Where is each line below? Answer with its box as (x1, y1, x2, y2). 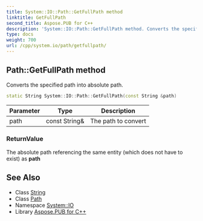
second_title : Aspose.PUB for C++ (6, 20, 94, 26)
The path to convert (90, 116, 146, 125)
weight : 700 (6, 37, 36, 43)
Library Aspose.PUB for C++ (14, 208, 86, 215)
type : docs (6, 31, 34, 38)
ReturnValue (6, 134, 43, 143)
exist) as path (6, 155, 41, 162)
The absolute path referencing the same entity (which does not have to (6, 148, 183, 156)
